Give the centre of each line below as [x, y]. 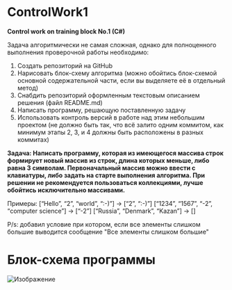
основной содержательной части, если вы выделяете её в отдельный [121, 80]
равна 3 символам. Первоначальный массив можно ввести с [101, 168]
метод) [28, 88]
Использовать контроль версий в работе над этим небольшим [111, 117]
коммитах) [33, 139]
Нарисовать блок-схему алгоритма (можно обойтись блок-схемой [117, 73]
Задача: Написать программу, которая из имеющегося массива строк [115, 153]
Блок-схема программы [82, 260]
